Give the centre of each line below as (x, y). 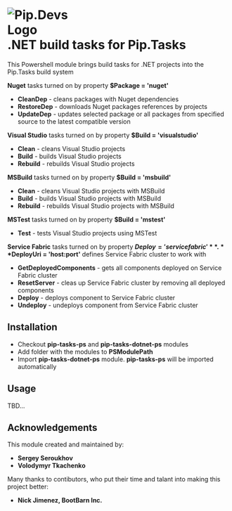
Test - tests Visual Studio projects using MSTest (87, 233)
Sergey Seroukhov (45, 458)
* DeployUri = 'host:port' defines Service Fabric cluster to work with (107, 254)
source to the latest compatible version (74, 121)
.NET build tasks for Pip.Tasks (97, 45)
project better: (28, 487)
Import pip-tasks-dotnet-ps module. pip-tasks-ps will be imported (115, 359)
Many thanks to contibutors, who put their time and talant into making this (114, 479)
